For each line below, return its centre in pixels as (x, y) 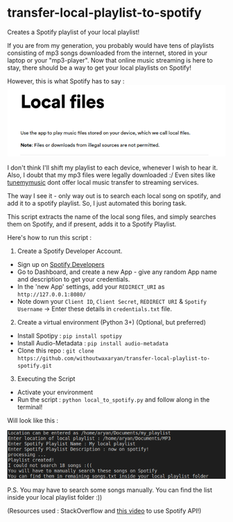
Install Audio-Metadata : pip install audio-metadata (93, 343)
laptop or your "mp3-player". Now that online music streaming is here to (110, 60)
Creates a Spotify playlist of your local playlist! (74, 32)
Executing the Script (46, 378)
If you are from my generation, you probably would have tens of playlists (111, 45)
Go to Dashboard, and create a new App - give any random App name (117, 272)
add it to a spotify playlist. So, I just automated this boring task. (97, 203)
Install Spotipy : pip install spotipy (70, 336)
